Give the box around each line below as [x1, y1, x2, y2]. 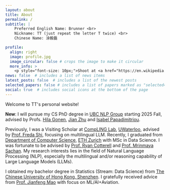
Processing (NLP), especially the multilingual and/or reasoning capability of [5, 153, 162, 159]
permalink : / [5, 17, 33, 22]
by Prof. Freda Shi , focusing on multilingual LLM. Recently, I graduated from [5, 131, 163, 137]
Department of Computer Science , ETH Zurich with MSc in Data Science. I [5, 137, 160, 143]
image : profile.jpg [10, 54, 51, 59]
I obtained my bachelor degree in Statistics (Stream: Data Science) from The [5, 168, 164, 174]
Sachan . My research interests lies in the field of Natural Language [5, 147, 144, 154]
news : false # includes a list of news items [5, 73, 105, 79]
